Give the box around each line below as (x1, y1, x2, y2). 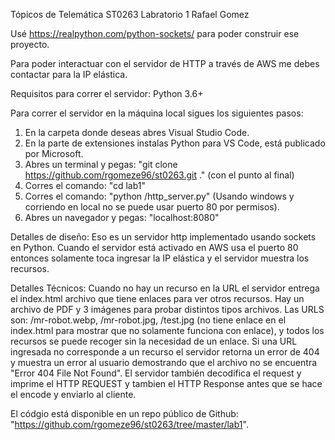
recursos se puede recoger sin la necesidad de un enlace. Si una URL (10, 335, 298, 347)
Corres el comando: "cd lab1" (24, 180, 147, 191)
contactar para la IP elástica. (10, 69, 128, 80)
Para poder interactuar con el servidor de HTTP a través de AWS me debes (10, 58, 320, 69)
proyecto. (10, 39, 50, 50)
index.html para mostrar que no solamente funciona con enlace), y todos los (10, 325, 325, 336)
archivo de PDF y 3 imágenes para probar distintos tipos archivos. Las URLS (10, 304, 325, 315)
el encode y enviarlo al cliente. (10, 389, 137, 400)
